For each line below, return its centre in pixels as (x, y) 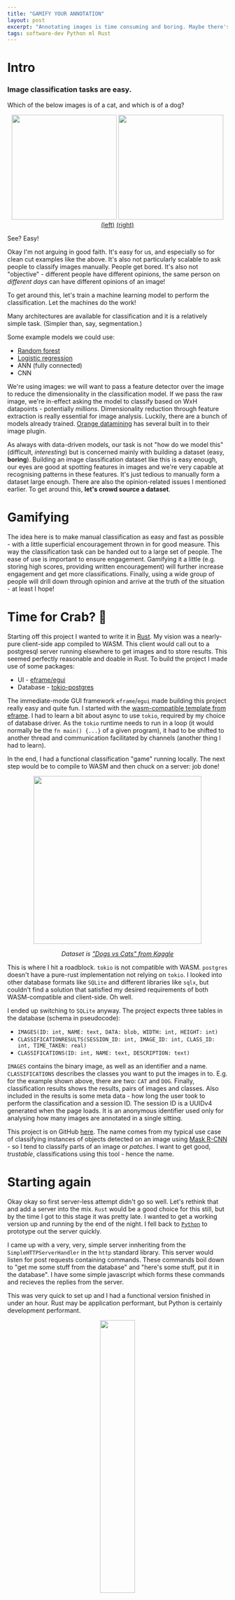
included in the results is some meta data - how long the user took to (106, 1096)
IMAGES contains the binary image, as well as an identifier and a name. (107, 1066)
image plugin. (27, 431)
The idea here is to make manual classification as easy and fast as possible (115, 536)
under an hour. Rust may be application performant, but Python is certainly (115, 1303)
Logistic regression (45, 358)
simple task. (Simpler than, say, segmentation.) (75, 323)
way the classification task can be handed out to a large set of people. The (115, 551)
